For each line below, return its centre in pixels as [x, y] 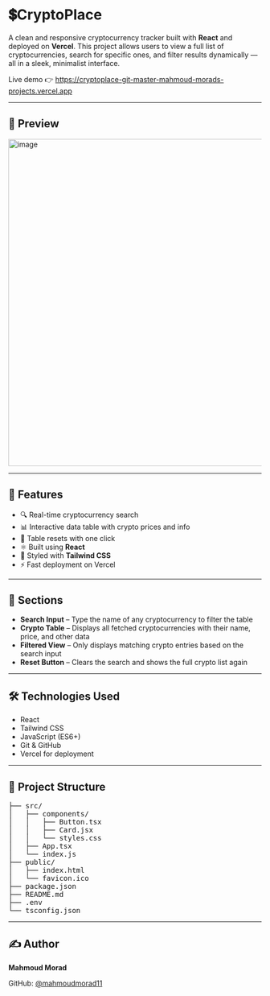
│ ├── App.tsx [40, 846]
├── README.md [36, 894]
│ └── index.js [42, 854]
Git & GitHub [41, 746]
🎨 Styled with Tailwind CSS [65, 555]
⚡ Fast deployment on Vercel [67, 564]
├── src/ [25, 806]
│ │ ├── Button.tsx [55, 822]
